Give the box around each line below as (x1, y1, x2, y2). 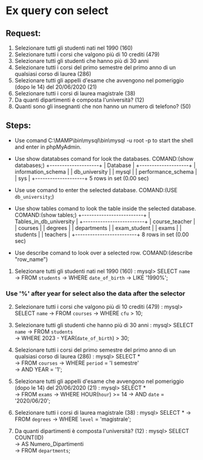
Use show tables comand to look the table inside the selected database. (14, 204, 196, 212)
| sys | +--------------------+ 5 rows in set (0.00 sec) (14, 174, 149, 182)
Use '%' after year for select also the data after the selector (6, 289, 186, 297)
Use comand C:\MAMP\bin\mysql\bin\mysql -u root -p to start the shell (14, 136, 194, 144)
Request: (6, 28, 41, 39)
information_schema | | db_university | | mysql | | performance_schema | (14, 168, 197, 175)
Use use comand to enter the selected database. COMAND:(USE (14, 186, 178, 193)
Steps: (6, 121, 31, 131)
